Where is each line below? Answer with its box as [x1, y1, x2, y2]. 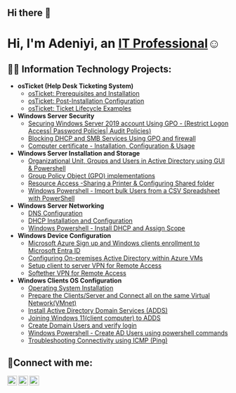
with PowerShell [27, 194, 75, 203]
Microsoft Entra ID [27, 247, 81, 255]
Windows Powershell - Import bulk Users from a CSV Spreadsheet [27, 187, 220, 195]
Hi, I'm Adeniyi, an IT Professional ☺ [7, 35, 221, 51]
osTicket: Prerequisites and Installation [27, 89, 140, 98]
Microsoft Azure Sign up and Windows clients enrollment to [27, 239, 200, 247]
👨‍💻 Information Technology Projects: [7, 63, 172, 75]
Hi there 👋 [7, 7, 51, 19]
